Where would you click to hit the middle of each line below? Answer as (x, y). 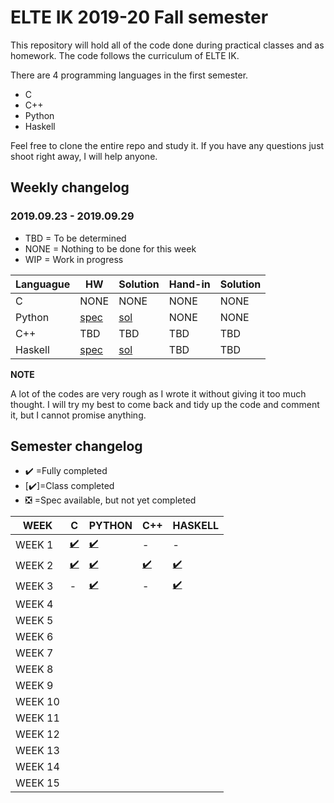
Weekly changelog (70, 187)
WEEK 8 (34, 669)
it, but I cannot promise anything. (78, 415)
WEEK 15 (37, 783)
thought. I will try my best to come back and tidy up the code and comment (165, 404)
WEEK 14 (37, 767)
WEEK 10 (37, 702)
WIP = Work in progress (74, 259)
